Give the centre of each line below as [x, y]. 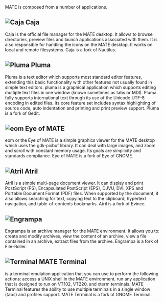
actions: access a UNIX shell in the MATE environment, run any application [80, 279]
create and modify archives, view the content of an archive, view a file [76, 236]
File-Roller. [16, 247]
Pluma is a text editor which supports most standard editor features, [74, 77]
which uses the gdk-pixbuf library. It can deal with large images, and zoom [80, 146]
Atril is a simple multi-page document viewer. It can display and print [74, 183]
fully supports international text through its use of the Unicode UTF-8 [75, 98]
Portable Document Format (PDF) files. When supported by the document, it [82, 194]
